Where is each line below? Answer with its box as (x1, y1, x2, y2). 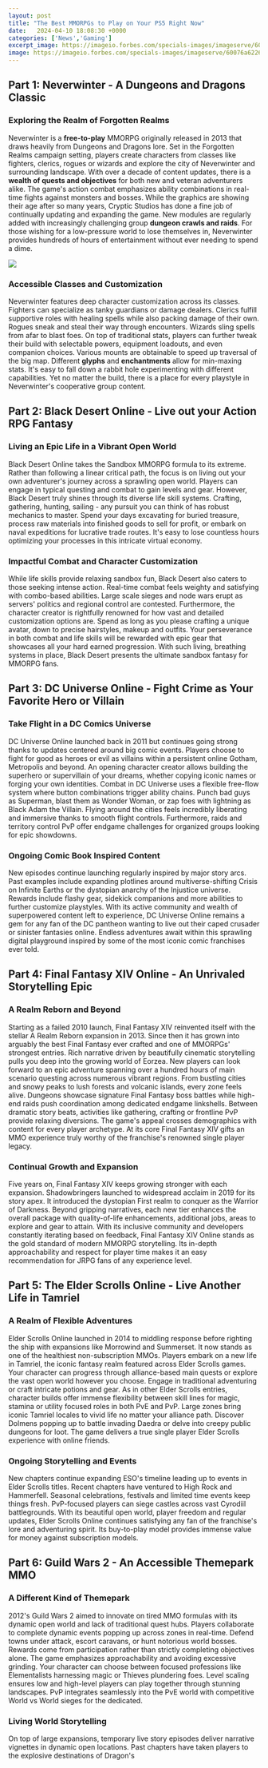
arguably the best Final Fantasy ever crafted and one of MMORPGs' (8, 1039, 231, 1049)
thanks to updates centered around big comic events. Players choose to (8, 745, 245, 755)
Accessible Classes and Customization (8, 278, 164, 289)
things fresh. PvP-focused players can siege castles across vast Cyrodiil (8, 1499, 246, 1508)
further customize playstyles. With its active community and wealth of (8, 902, 238, 911)
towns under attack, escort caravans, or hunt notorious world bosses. (8, 1636, 238, 1646)
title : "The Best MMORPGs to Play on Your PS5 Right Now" (8, 19, 205, 27)
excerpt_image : (8, 42, 59, 50)
